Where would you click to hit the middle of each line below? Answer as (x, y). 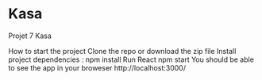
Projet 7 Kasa (30, 36)
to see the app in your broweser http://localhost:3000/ (97, 67)
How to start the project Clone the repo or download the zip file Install (122, 51)
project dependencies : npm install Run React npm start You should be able (131, 59)
